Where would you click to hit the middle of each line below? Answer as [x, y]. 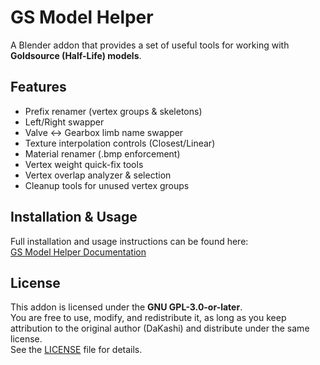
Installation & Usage [74, 217]
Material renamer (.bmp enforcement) [102, 153]
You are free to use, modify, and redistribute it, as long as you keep [148, 318]
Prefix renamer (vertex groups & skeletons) [113, 111]
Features [38, 87]
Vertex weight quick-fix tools [84, 164]
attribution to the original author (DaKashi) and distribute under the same [160, 328]
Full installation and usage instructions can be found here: [129, 241]
